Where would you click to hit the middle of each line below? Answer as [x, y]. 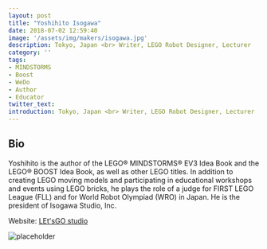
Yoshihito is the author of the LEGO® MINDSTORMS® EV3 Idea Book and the [134, 163]
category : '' [30, 53]
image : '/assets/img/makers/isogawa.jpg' [78, 38]
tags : [17, 60]
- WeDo [19, 82]
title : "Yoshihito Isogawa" [55, 23]
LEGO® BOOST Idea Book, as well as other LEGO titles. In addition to [121, 171]
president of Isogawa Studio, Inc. [63, 205]
